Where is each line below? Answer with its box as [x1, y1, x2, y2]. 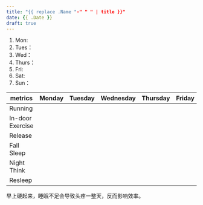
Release [9, 131, 32, 140]
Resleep [9, 176, 33, 184]
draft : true [6, 20, 36, 26]
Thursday [141, 94, 170, 103]
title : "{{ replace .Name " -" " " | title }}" [6, 8, 126, 15]
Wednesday [100, 94, 136, 103]
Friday [176, 94, 195, 103]
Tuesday [69, 94, 95, 103]
